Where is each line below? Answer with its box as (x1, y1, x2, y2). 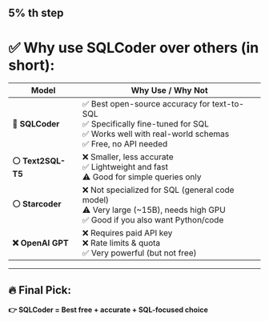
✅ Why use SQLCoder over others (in (8, 38, 259, 57)
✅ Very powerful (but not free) (82, 247, 197, 259)
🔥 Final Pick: (8, 283, 72, 297)
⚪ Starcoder (12, 198, 62, 209)
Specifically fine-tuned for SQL (90, 118, 210, 130)
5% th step (8, 6, 64, 20)
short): (8, 56, 55, 74)
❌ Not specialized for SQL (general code (82, 184, 235, 195)
